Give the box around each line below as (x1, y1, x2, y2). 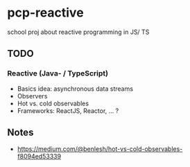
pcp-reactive (7, 5, 85, 21)
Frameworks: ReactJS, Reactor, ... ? (17, 106, 119, 115)
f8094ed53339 (17, 152, 61, 161)
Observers (17, 91, 48, 100)
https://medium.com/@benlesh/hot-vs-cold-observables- (17, 145, 183, 153)
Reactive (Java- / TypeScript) (7, 69, 109, 78)
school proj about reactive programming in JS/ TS (7, 28, 150, 36)
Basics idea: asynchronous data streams (17, 85, 134, 93)
